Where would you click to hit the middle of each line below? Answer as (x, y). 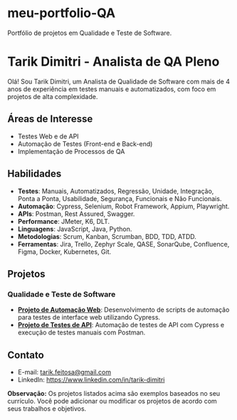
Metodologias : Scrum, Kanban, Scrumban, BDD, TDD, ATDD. (107, 236)
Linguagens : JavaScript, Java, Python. (75, 229)
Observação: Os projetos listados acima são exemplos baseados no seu (114, 393)
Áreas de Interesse (50, 119)
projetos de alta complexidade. (53, 96)
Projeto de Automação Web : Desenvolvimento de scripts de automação (123, 310)
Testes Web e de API (48, 136)
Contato (26, 355)
